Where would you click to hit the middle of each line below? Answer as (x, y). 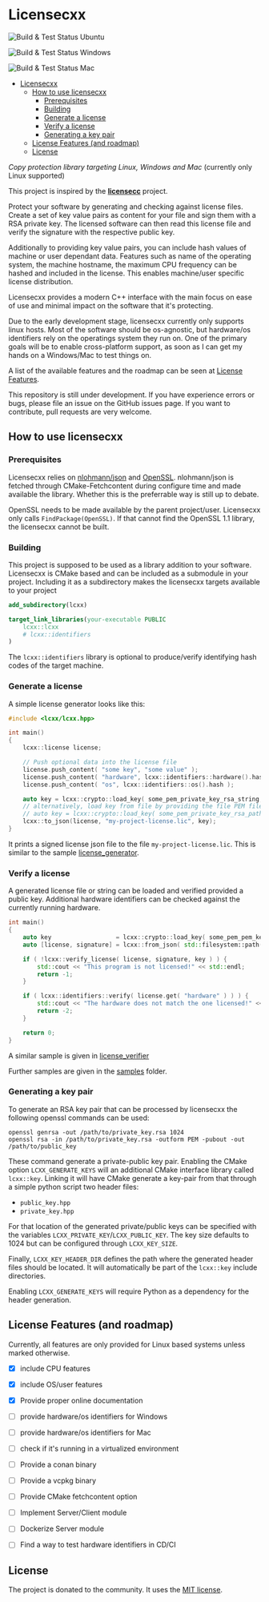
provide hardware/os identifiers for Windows (94, 1416)
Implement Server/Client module (73, 1513)
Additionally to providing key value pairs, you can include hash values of (127, 247)
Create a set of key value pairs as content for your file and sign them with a (132, 215)
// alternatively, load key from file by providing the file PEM (134, 806)
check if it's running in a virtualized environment (99, 1448)
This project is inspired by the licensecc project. (88, 191)
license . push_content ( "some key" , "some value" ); (110, 769)
